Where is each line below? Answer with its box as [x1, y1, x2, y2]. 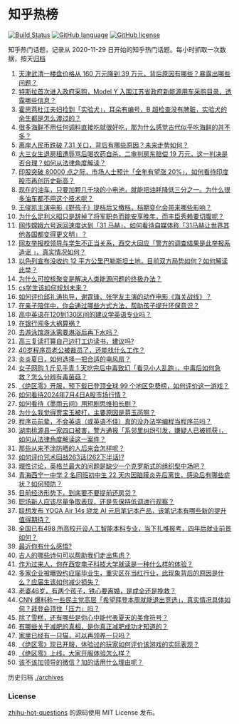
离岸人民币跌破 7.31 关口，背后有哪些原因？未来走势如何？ [18, 141, 189, 149]
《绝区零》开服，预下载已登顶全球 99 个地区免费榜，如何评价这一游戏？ [18, 381, 230, 389]
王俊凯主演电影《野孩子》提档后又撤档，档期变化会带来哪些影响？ [18, 203, 212, 211]
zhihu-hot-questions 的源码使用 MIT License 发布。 [8, 708, 159, 717]
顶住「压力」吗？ [49, 604, 100, 613]
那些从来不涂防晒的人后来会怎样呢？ [18, 444, 125, 452]
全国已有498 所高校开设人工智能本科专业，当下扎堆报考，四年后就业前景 [18, 524, 232, 532]
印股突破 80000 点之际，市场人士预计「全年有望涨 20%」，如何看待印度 [18, 167, 229, 175]
